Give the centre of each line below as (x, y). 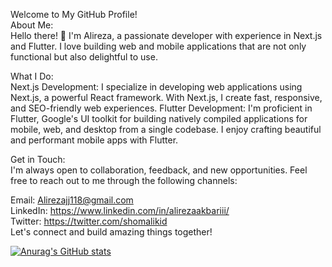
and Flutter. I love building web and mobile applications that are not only (158, 46)
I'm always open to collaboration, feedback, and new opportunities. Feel (159, 170)
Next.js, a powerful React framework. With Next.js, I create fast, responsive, (166, 97)
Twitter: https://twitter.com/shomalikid (89, 221)
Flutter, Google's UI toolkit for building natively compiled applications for (159, 118)
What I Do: (32, 76)
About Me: (32, 25)
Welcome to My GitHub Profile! (74, 14)
